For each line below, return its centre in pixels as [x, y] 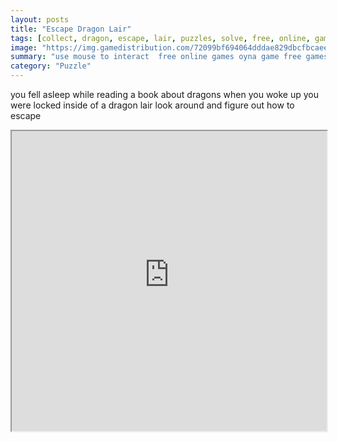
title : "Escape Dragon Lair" [71, 29]
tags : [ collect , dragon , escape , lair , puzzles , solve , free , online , [160, 38]
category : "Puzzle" [51, 66]
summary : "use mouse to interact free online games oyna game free [156, 57]
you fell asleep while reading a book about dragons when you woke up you [165, 94]
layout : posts [40, 19]
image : [24, 47]
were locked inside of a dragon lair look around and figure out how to [152, 105]
